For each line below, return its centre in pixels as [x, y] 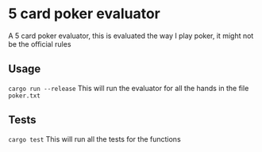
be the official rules [40, 44]
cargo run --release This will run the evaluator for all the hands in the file [129, 88]
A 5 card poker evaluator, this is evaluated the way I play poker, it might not [131, 36]
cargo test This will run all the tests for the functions [94, 139]
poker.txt [25, 96]
